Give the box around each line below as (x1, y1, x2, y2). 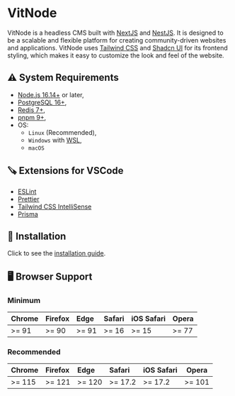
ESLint (17, 187, 37, 196)
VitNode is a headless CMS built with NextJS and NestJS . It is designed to (7, 28, 224, 37)
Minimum (7, 295, 41, 305)
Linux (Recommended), (28, 128, 97, 136)
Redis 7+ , (17, 105, 46, 114)
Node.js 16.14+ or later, (17, 90, 84, 99)
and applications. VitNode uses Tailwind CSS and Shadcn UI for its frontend (7, 43, 228, 52)
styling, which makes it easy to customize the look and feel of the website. (7, 51, 224, 60)
